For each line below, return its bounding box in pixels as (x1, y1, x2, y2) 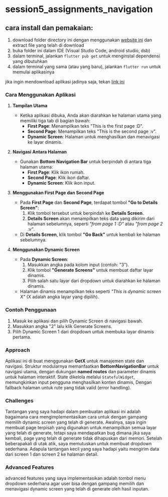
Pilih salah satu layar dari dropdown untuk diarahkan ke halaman (27, 278, 160, 284)
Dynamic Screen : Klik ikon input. (27, 180, 96, 186)
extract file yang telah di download (12, 42, 84, 48)
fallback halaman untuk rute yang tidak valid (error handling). (5, 384, 131, 390)
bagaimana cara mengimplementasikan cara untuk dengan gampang (5, 414, 147, 420)
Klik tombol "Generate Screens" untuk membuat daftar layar (27, 267, 153, 273)
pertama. (12, 334, 32, 340)
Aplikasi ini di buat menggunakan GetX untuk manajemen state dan (5, 358, 144, 364)
